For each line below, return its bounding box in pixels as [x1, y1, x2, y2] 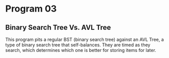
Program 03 [5, 3, 57, 15]
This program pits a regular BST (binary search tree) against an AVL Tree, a [5, 36, 164, 42]
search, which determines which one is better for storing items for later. [5, 47, 156, 53]
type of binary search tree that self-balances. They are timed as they [5, 42, 151, 48]
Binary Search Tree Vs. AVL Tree [5, 23, 111, 32]
